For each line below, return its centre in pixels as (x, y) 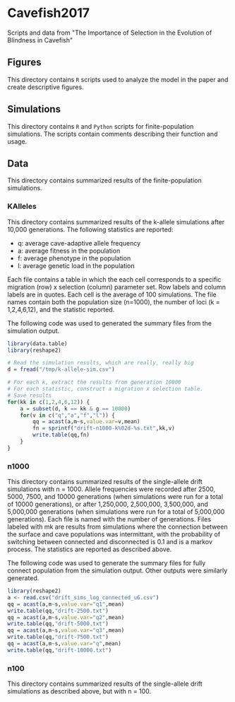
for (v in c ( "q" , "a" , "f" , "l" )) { (67, 415)
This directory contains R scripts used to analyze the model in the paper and (118, 79)
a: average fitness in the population (69, 251)
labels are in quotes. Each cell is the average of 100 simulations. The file (112, 294)
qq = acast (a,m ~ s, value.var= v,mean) (86, 422)
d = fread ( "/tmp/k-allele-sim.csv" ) (61, 369)
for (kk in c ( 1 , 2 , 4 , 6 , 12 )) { (49, 402)
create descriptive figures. (46, 87)
